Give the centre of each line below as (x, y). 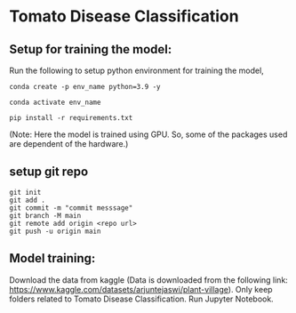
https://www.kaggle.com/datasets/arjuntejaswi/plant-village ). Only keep (141, 289)
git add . (28, 200)
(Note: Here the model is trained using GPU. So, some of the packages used (148, 134)
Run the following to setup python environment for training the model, (136, 70)
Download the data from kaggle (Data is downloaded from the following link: (149, 280)
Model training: (52, 258)
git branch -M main (45, 215)
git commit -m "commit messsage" (71, 208)
